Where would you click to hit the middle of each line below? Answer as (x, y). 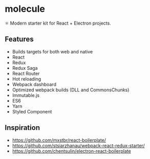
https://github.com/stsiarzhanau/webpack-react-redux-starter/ (78, 145)
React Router (26, 73)
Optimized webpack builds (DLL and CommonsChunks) (71, 90)
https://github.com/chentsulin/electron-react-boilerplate (71, 151)
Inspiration (23, 128)
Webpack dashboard (34, 84)
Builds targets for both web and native (52, 51)
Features (19, 39)
